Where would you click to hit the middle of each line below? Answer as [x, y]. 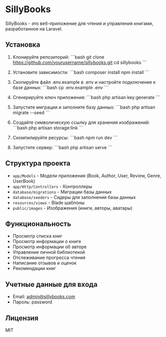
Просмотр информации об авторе [50, 247]
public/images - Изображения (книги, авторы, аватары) [73, 208]
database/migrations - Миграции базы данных [62, 192]
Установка [23, 45]
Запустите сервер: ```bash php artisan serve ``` [62, 147]
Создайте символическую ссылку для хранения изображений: [81, 122]
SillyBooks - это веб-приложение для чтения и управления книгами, [79, 23]
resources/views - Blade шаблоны [48, 203]
